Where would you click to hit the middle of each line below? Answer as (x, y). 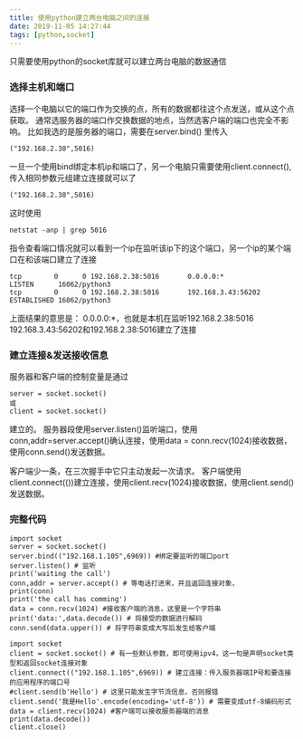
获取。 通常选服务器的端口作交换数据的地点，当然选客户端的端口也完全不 (145, 120)
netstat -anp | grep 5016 (58, 230)
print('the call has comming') (68, 600)
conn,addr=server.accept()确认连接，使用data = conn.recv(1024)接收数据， (151, 440)
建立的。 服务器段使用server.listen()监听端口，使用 (104, 429)
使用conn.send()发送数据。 (60, 451)
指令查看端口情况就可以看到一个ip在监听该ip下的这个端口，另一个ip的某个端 (150, 248)
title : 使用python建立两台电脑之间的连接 (80, 18)
